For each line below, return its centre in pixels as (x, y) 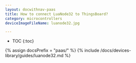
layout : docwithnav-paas (30, 9)
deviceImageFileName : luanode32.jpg (42, 23)
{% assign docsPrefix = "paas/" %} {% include (52, 50)
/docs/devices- (115, 50)
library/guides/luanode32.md (34, 56)
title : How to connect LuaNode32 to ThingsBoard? (57, 14)
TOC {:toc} (23, 41)
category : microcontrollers (34, 18)
